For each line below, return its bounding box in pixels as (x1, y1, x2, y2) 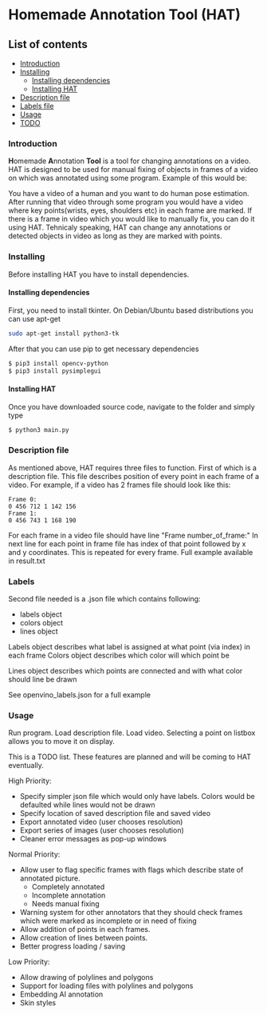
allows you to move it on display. (8, 737, 116, 746)
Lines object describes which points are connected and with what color (8, 666, 243, 676)
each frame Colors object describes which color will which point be (8, 650, 230, 661)
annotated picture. (19, 873, 81, 883)
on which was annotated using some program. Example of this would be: (8, 174, 247, 183)
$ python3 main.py (8, 426, 69, 434)
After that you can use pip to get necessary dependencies (8, 344, 199, 354)
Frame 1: (8, 509, 37, 517)
